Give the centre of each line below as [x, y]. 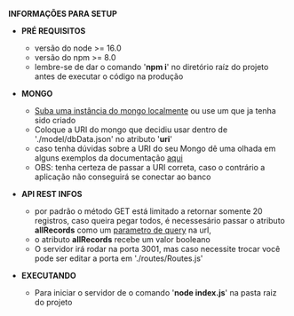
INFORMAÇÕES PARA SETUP [63, 14]
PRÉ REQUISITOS [53, 31]
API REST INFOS [52, 194]
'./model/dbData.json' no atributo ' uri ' [103, 139]
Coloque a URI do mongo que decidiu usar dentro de [131, 130]
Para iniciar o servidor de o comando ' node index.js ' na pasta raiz [155, 292]
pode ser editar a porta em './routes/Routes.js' [119, 258]
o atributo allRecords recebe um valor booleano [122, 239]
